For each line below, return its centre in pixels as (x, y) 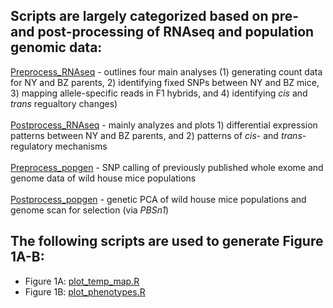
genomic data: (56, 47)
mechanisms (81, 146)
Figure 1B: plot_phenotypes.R (85, 291)
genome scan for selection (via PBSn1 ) (90, 210)
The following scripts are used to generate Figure (167, 241)
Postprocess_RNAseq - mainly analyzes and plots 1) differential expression (164, 125)
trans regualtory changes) (64, 103)
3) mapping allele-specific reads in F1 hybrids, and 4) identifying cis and (159, 93)
